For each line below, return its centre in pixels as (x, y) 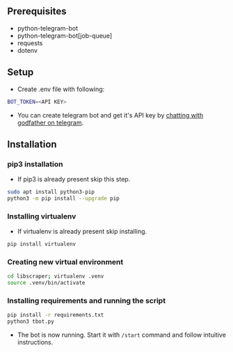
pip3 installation (35, 164)
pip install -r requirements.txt (56, 315)
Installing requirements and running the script (86, 301)
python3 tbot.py (31, 322)
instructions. (35, 342)
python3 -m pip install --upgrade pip (63, 199)
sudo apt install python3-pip (51, 192)
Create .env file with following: (61, 89)
